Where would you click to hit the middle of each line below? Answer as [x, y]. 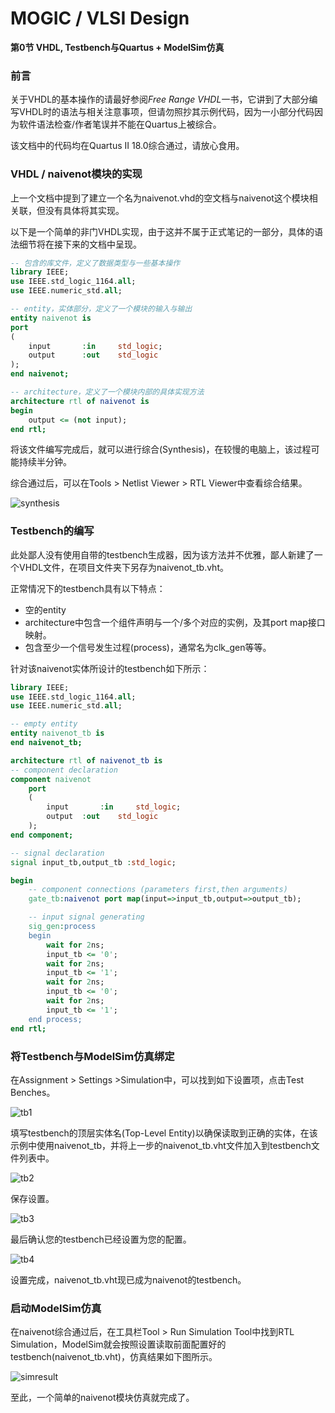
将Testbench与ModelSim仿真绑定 [92, 1056]
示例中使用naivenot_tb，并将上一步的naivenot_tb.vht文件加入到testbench [161, 1145]
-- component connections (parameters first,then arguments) [158, 890]
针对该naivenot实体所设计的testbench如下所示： [110, 668]
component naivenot [51, 779]
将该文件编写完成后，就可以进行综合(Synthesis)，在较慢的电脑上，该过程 [161, 449]
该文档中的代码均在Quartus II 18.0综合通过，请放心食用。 [127, 146]
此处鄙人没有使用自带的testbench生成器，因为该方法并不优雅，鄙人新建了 [162, 554]
